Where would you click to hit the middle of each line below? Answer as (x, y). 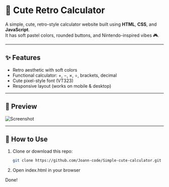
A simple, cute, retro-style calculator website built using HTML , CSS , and (81, 24)
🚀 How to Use (26, 139)
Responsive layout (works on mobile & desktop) (62, 86)
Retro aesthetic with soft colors (45, 70)
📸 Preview (21, 107)
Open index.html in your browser (46, 170)
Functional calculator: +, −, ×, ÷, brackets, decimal (65, 75)
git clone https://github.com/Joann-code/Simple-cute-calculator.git (87, 161)
